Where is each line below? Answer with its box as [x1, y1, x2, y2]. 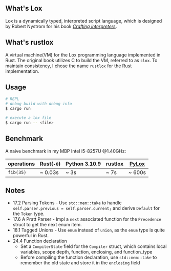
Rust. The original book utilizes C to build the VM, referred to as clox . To [5, 57, 158, 63]
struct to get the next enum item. [12, 222, 82, 228]
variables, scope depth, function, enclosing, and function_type [20, 249, 153, 255]
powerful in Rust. [12, 233, 49, 239]
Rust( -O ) [39, 160, 61, 167]
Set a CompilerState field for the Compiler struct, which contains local [20, 243, 167, 249]
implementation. [5, 68, 39, 74]
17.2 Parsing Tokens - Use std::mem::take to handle [12, 200, 122, 206]
